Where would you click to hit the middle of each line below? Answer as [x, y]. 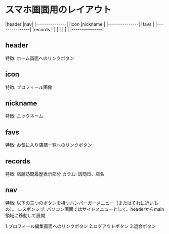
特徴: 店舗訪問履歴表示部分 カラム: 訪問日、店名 [55, 174]
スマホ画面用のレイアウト [58, 10]
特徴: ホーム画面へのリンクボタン [40, 58]
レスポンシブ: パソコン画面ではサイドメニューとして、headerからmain [91, 209]
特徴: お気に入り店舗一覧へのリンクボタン [49, 145]
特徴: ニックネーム [24, 116]
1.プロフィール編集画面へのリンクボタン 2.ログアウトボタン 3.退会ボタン [81, 226]
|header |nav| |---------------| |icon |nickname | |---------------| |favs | [80, 24]
